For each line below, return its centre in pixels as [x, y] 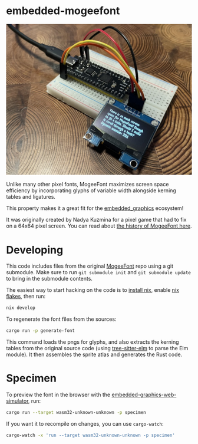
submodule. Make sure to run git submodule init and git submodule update [99, 272]
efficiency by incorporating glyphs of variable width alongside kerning [91, 190]
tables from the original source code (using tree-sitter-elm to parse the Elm [97, 348]
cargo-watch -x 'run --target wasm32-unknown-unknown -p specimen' [91, 435]
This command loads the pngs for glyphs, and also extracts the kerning [93, 342]
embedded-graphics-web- [144, 395]
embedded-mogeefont [63, 11]
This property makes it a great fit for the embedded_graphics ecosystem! [95, 208]
